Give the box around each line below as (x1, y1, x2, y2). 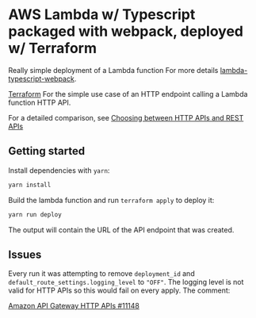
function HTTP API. (8, 98, 71, 107)
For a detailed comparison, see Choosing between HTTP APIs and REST (8, 113, 244, 122)
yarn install (8, 181, 52, 189)
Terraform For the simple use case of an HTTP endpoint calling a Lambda (8, 89, 248, 98)
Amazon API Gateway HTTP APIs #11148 (8, 301, 140, 311)
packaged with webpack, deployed (8, 22, 244, 40)
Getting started (8, 144, 86, 158)
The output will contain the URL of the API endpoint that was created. (8, 224, 235, 235)
